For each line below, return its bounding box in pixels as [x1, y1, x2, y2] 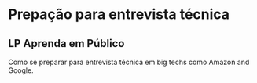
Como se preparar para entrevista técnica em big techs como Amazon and [8, 57, 250, 67]
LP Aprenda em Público [8, 37, 125, 50]
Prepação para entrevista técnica [8, 5, 230, 23]
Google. [8, 66, 34, 75]
